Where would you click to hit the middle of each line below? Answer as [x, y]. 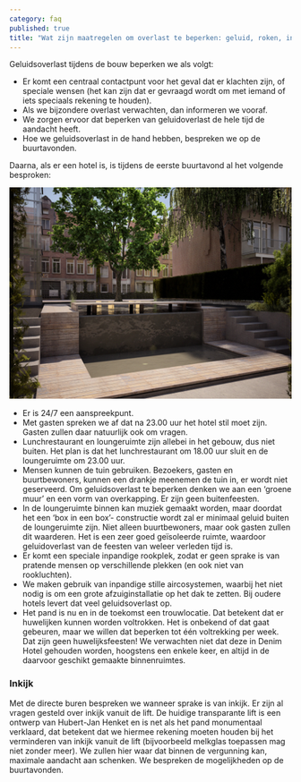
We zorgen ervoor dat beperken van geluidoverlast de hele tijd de [143, 120]
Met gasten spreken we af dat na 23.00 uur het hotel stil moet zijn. [145, 423]
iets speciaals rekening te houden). [87, 101]
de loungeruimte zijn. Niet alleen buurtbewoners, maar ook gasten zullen [156, 527]
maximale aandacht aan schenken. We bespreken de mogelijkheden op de [146, 760]
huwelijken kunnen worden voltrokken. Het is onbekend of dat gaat [146, 623]
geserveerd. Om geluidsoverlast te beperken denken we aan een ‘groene [157, 489]
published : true [39, 28]
